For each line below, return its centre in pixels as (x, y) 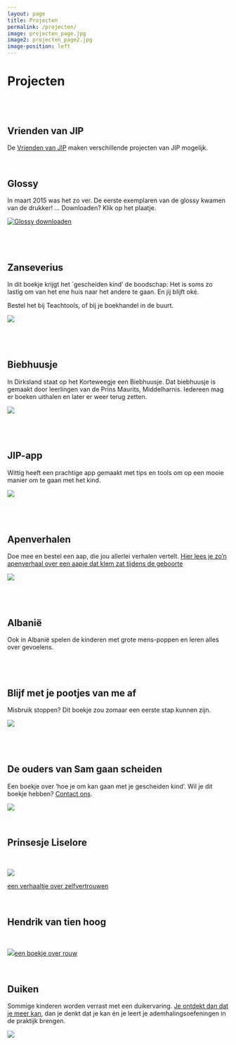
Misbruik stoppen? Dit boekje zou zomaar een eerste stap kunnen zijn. (109, 710)
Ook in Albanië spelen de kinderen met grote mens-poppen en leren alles (113, 640)
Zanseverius (35, 267)
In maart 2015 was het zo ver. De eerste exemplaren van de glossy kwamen (117, 200)
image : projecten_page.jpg (47, 33)
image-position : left (39, 46)
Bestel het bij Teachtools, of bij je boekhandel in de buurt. (91, 306)
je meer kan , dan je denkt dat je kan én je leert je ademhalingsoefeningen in (117, 1013)
